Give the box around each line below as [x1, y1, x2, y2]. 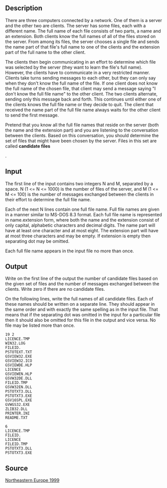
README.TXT [5, 415, 28, 420]
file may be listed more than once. [5, 322, 75, 328]
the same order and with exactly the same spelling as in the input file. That [5, 306, 158, 312]
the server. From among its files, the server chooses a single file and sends [5, 39, 160, 45]
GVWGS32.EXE [5, 402, 30, 407]
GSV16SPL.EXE [5, 398, 32, 403]
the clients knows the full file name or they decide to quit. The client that [5, 101, 154, 107]
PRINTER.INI [5, 411, 30, 416]
